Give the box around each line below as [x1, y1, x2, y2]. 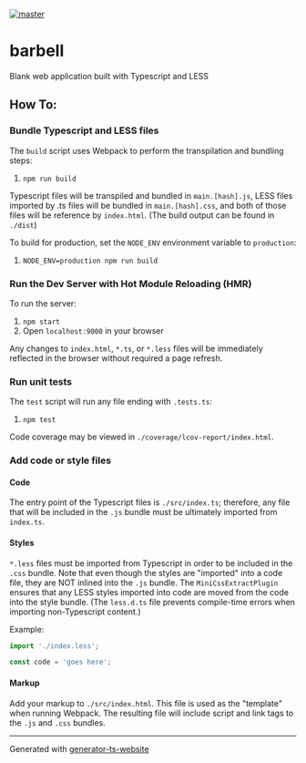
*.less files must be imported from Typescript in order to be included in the [9, 557, 293, 569]
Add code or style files [9, 454, 112, 467]
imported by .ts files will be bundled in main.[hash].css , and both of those [9, 200, 287, 211]
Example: [9, 624, 45, 634]
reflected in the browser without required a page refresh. [9, 352, 223, 364]
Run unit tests [9, 375, 73, 387]
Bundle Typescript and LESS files [9, 124, 159, 137]
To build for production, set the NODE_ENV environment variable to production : [9, 237, 297, 248]
